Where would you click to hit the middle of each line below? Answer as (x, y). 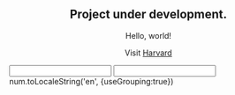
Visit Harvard (148, 53)
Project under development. (148, 15)
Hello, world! (148, 35)
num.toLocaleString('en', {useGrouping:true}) (91, 81)
